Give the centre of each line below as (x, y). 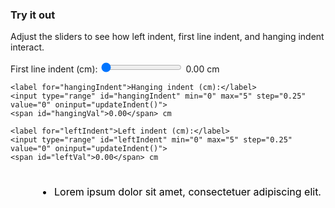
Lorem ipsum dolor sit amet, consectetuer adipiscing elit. (188, 192)
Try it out (33, 15)
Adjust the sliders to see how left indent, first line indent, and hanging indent (167, 37)
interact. (27, 47)
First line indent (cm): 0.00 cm (115, 69)
